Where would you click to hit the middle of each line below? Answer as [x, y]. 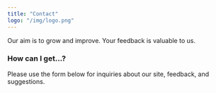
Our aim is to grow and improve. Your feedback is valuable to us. [102, 40]
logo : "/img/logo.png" [41, 20]
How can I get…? [36, 58]
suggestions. [26, 81]
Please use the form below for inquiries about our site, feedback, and [108, 74]
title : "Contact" [33, 14]
